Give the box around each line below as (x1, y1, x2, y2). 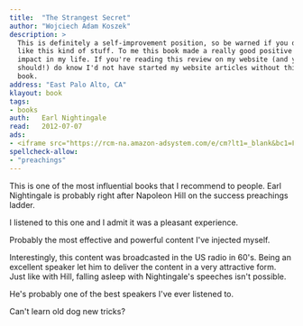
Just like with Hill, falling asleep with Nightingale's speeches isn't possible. (9, 271, 287, 282)
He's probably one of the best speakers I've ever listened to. (9, 288, 234, 299)
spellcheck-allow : (9, 147, 78, 156)
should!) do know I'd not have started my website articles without (17, 64, 280, 73)
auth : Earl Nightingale (9, 113, 106, 122)
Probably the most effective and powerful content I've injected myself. (9, 234, 271, 245)
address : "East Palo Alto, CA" (9, 80, 127, 89)
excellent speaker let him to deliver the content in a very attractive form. (9, 261, 277, 272)
